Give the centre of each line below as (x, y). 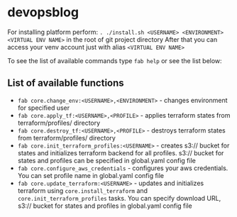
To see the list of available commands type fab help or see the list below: (115, 60)
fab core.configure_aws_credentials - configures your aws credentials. (123, 168)
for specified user (44, 108)
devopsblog (43, 12)
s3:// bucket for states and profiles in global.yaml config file (105, 206)
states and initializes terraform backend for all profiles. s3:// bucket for (121, 152)
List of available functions (66, 83)
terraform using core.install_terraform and (82, 190)
